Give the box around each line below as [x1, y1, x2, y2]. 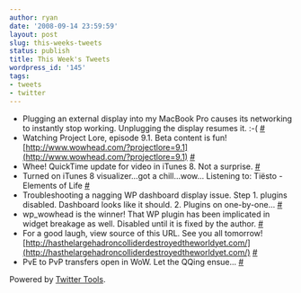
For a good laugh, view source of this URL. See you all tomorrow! [22, 227, 263, 238]
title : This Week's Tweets [9, 55, 111, 64]
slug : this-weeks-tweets [9, 38, 102, 48]
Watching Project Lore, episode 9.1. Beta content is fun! [22, 132, 227, 143]
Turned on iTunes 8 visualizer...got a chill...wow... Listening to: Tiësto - [22, 170, 283, 181]
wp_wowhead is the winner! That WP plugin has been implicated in [22, 209, 270, 219]
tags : [9, 72, 30, 81]
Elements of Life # [22, 180, 90, 191]
